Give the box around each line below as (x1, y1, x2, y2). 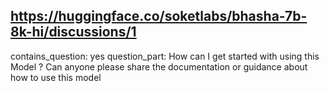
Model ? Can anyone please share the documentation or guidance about (10, 60, 308, 73)
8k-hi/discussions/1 (10, 24, 137, 41)
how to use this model (10, 71, 102, 83)
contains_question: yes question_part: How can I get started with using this (10, 50, 320, 62)
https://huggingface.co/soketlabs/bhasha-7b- (10, 8, 308, 25)
